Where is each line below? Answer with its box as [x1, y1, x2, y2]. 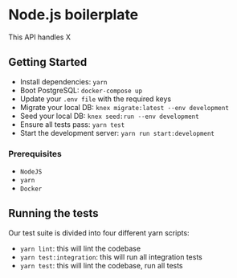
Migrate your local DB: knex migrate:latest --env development [19, 102, 229, 112]
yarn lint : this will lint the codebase [19, 243, 141, 253]
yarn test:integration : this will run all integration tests [19, 251, 202, 262]
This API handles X [8, 32, 71, 42]
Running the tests [8, 206, 99, 220]
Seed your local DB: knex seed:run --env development [19, 111, 199, 121]
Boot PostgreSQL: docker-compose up [19, 85, 143, 95]
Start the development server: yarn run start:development [19, 128, 215, 137]
